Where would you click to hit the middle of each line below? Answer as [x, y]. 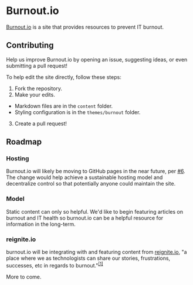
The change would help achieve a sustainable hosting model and [84, 177]
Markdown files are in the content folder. [64, 106]
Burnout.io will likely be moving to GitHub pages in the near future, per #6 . [96, 171]
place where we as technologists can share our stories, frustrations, [88, 258]
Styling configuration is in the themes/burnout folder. [77, 112]
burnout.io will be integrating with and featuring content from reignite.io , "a [97, 252]
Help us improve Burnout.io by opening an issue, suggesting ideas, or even [97, 59]
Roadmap [24, 142]
